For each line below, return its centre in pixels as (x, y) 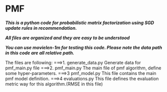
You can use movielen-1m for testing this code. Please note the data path (84, 47)
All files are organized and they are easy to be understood (68, 38)
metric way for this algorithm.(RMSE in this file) (54, 84)
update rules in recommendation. (41, 28)
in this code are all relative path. (40, 53)
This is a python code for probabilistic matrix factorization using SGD (80, 23)
